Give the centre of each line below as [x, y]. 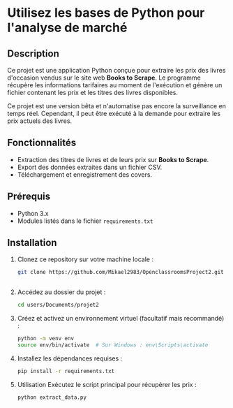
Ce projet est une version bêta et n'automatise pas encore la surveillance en [117, 106]
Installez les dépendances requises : [70, 358]
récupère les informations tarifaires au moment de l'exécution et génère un [115, 85]
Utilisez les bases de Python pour [106, 13]
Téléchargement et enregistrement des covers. [84, 174]
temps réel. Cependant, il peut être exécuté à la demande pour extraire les [114, 114]
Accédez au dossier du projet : [61, 292]
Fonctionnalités [42, 143]
